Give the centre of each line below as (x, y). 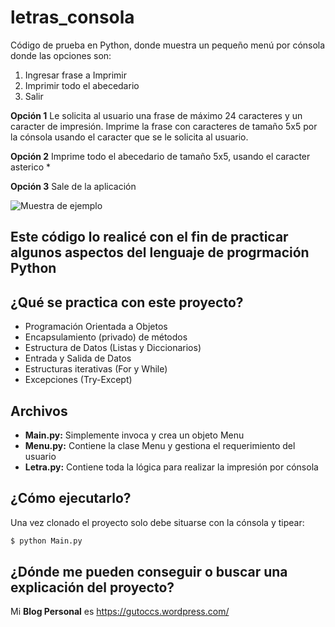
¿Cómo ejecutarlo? (71, 498)
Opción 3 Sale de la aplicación (73, 186)
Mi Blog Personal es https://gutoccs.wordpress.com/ (120, 612)
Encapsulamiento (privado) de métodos (106, 337)
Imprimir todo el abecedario (82, 85)
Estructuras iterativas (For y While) (96, 369)
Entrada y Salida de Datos (78, 358)
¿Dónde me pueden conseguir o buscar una (149, 572)
